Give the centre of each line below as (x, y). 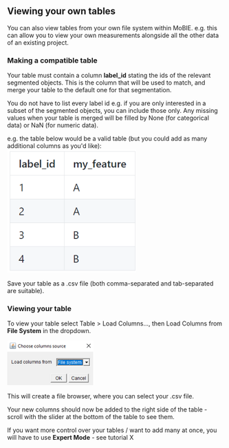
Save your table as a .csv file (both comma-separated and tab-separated (110, 284)
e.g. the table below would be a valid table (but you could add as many (107, 139)
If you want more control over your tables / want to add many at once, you (112, 430)
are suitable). (26, 291)
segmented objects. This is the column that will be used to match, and (106, 83)
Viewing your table (40, 308)
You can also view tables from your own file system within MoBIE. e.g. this (112, 28)
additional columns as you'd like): (54, 146)
